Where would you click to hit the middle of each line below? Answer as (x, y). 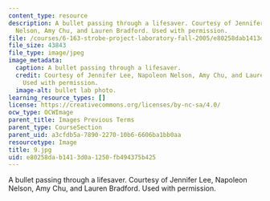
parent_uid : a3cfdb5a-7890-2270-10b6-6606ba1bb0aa (95, 135)
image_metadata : (35, 61)
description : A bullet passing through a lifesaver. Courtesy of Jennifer (136, 23)
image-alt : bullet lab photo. (66, 90)
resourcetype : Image (43, 142)
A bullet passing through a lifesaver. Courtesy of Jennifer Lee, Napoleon (128, 180)
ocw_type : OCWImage (41, 113)
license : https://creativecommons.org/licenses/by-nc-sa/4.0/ (115, 105)
